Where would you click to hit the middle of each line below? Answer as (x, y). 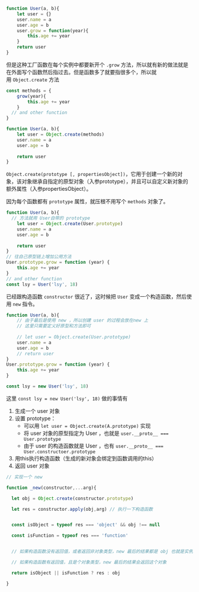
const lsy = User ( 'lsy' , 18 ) (42, 284)
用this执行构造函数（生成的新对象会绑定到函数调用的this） (86, 458)
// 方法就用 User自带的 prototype (51, 218)
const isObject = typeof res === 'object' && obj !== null (86, 525)
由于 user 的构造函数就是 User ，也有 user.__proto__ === (94, 446)
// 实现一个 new (24, 477)
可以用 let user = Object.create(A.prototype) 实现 (87, 425)
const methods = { (29, 91)
